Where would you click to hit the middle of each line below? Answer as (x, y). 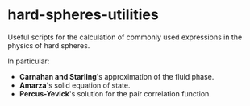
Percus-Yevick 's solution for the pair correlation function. (115, 93)
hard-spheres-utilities (83, 15)
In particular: (29, 61)
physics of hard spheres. (49, 45)
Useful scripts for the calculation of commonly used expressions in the (125, 37)
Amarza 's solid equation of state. (75, 85)
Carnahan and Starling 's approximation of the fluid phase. (117, 76)
